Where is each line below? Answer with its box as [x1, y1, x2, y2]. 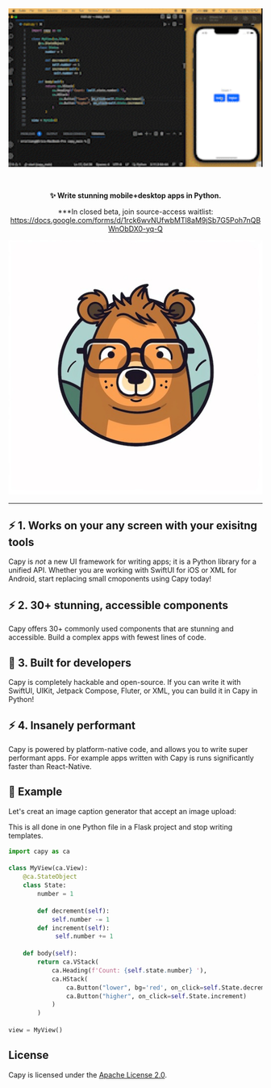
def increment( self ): [37, 924, 110, 932]
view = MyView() [8, 1027, 63, 1035]
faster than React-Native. [8, 761, 92, 771]
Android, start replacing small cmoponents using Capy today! [8, 574, 212, 584]
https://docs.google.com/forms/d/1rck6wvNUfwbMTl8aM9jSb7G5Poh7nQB [10, 215, 261, 225]
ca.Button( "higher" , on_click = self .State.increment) [65, 992, 248, 1000]
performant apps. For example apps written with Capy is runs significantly [8, 753, 254, 762]
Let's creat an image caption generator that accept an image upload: [8, 806, 236, 816]
